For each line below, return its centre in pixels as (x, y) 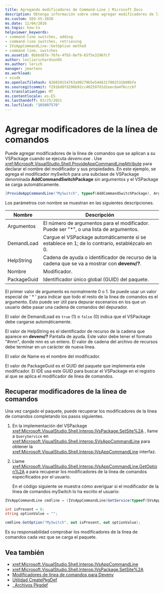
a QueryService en (30, 436)
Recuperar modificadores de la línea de (66, 392)
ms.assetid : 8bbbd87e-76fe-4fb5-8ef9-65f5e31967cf (58, 55)
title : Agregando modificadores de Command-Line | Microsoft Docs (74, 10)
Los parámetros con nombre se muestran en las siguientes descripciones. (80, 203)
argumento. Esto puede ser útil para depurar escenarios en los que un (75, 302)
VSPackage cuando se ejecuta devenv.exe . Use (54, 158)
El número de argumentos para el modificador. (96, 223)
